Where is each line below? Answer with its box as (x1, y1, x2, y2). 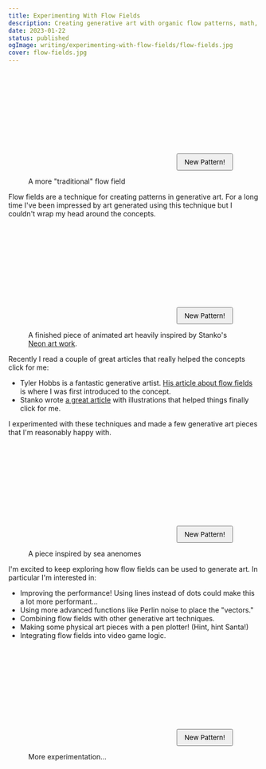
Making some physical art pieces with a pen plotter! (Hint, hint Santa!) (19, 622, 249, 632)
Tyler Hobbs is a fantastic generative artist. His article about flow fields (19, 379, 253, 387)
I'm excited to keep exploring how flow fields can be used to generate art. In (8, 565, 258, 573)
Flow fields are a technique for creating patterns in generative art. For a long (8, 192, 259, 201)
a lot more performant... (19, 597, 98, 606)
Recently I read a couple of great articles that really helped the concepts (8, 355, 245, 363)
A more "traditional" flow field (28, 176, 126, 186)
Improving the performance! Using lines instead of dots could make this (19, 589, 255, 597)
